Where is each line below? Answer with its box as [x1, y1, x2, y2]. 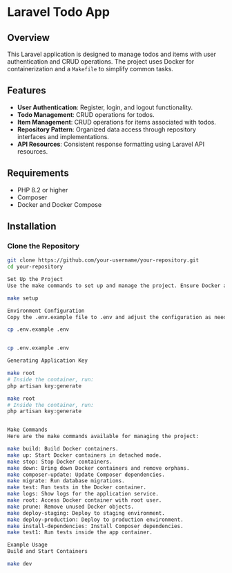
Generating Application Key [7, 357, 88, 364]
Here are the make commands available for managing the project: [7, 433, 199, 440]
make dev [7, 561, 32, 567]
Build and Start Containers [7, 548, 88, 555]
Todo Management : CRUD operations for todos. [17, 110, 155, 118]
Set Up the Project [7, 276, 64, 283]
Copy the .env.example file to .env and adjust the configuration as [7, 313, 212, 320]
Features [7, 84, 46, 97]
